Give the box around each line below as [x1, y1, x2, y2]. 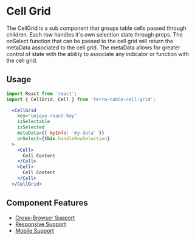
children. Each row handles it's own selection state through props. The [6, 30, 183, 38]
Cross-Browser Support [15, 214, 75, 221]
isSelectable [17, 119, 50, 125]
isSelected [17, 124, 45, 130]
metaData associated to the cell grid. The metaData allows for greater [6, 44, 180, 51]
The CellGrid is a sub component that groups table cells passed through [6, 24, 186, 32]
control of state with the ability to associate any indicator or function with [6, 50, 190, 57]
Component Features [6, 198, 88, 208]
